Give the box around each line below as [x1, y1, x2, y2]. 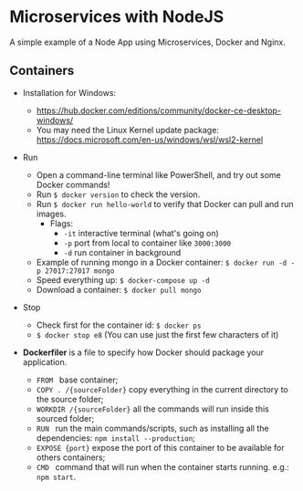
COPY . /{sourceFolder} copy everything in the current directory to [36, 383, 289, 394]
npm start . [36, 471, 77, 482]
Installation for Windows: [22, 87, 117, 98]
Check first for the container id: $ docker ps [36, 319, 202, 330]
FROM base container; [36, 374, 119, 385]
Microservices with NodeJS [9, 6, 225, 27]
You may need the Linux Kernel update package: [36, 124, 219, 135]
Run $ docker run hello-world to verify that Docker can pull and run [36, 198, 294, 209]
